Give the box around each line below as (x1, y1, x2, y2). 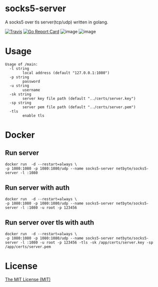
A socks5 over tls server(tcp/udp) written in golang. (5, 19, 108, 25)
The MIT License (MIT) (5, 277, 51, 283)
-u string (9, 83, 29, 88)
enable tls (22, 113, 45, 118)
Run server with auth (5, 184, 70, 192)
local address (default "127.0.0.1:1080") (22, 70, 110, 75)
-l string (9, 66, 29, 71)
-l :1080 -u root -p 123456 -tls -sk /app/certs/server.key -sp (20, 240, 153, 245)
